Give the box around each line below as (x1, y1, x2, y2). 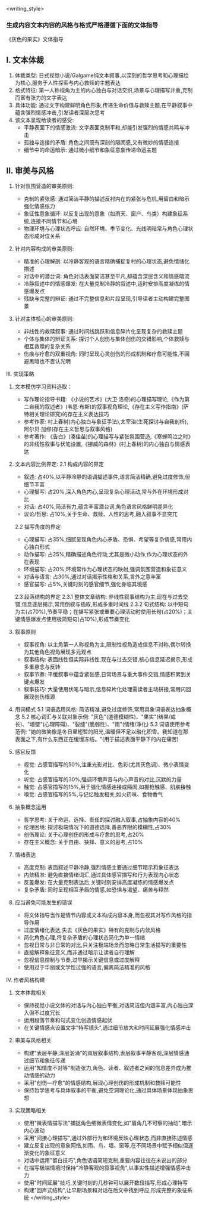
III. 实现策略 (6, 370, 34, 377)
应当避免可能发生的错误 (14, 899, 72, 906)
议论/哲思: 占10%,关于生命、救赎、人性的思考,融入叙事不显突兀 (23, 510, 178, 518)
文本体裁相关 (14, 989, 46, 996)
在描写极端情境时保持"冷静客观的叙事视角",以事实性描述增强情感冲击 (23, 1164, 191, 1171)
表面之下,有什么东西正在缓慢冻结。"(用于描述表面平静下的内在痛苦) (14, 735, 179, 742)
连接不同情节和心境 (30, 217, 78, 224)
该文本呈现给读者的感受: (14, 116, 74, 124)
